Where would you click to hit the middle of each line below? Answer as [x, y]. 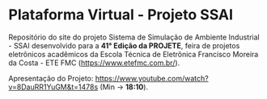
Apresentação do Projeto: [51, 78]
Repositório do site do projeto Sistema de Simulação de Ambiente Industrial [134, 37]
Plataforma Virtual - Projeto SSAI [121, 15]
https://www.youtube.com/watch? [152, 78]
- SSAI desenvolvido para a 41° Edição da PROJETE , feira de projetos [124, 45]
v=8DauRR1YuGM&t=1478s [53, 87]
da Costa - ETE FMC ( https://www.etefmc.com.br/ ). [94, 63]
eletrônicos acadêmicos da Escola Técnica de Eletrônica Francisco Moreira [133, 54]
